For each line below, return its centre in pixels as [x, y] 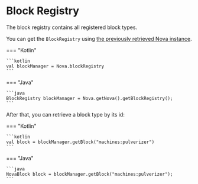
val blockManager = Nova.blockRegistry [55, 66]
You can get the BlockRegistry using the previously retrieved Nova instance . [99, 38]
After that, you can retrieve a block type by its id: [66, 114]
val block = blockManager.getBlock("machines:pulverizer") [80, 142]
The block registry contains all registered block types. [72, 27]
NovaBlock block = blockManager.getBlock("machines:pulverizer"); [90, 174]
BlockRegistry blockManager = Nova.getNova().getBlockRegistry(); [90, 98]
